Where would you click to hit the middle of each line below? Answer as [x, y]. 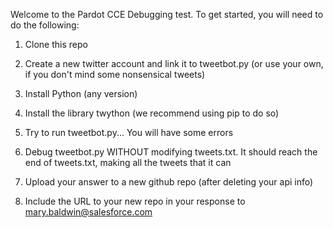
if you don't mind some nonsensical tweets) [115, 74]
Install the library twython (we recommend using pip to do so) [152, 113]
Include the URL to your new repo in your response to [135, 201]
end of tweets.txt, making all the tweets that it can [128, 162]
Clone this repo [56, 44]
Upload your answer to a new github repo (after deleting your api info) [169, 182]
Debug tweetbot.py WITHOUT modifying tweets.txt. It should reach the [171, 152]
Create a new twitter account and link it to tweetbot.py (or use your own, [174, 63]
